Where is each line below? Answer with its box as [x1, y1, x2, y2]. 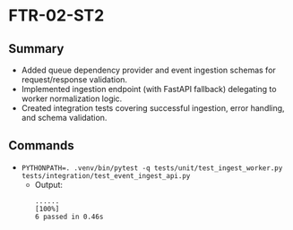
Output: [34, 179, 64, 190]
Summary [8, 41, 65, 56]
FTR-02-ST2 [8, 5, 105, 26]
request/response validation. [21, 74, 127, 85]
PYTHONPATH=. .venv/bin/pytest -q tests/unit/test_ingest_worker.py [21, 163, 283, 173]
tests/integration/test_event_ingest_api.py [21, 171, 191, 180]
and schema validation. [21, 113, 108, 123]
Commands [8, 138, 75, 153]
